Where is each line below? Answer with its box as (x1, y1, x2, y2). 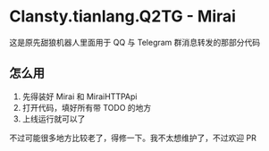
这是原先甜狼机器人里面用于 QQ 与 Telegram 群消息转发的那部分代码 (9, 37, 261, 47)
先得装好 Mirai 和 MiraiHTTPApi (21, 91, 138, 102)
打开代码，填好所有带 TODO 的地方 (21, 102, 152, 113)
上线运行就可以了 (21, 113, 86, 124)
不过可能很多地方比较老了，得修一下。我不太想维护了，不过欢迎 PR (9, 132, 256, 143)
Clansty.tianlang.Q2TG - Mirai (9, 6, 237, 27)
